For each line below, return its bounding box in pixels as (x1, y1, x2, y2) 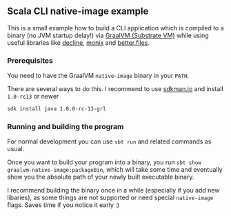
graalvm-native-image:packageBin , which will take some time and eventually (7, 166, 223, 174)
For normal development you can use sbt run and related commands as (7, 137, 212, 146)
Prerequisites (7, 55, 53, 65)
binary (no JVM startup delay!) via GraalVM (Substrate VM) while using (7, 31, 209, 39)
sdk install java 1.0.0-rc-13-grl (7, 106, 107, 112)
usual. (7, 145, 25, 153)
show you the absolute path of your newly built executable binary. (7, 173, 194, 181)
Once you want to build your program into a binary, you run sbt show (7, 158, 201, 166)
